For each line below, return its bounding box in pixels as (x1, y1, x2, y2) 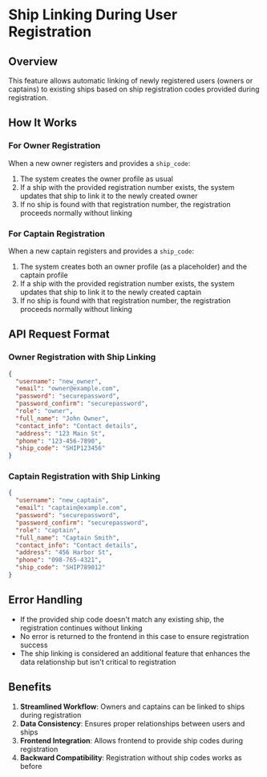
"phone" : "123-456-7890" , (15, 437, 103, 445)
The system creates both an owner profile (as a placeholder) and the (19, 261, 247, 271)
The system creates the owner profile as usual (19, 174, 174, 184)
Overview (8, 55, 59, 68)
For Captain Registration (8, 228, 106, 239)
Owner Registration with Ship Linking (8, 351, 156, 362)
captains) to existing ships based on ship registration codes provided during (8, 84, 260, 94)
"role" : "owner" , (15, 407, 74, 415)
